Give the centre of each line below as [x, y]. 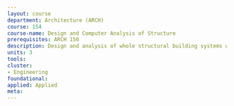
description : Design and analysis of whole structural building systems [115, 46]
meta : [15, 91]
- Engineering [28, 72]
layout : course [29, 14]
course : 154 [24, 26]
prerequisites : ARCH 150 [43, 40]
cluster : [20, 66]
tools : [17, 59]
